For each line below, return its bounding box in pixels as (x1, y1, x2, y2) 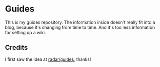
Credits (5, 43, 28, 52)
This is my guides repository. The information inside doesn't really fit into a (5, 19, 155, 25)
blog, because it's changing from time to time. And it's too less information (5, 24, 155, 30)
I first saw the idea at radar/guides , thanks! (5, 56, 91, 62)
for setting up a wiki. (5, 29, 46, 35)
